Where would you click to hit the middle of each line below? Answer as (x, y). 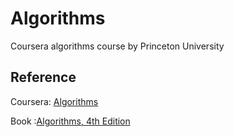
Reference (43, 77)
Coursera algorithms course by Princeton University (117, 46)
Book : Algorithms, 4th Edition (70, 121)
